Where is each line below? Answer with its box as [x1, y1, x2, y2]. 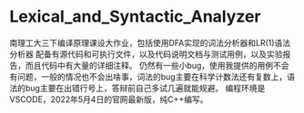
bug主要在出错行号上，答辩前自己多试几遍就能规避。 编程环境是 [25, 82, 266, 93]
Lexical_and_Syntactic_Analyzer [9, 6, 261, 27]
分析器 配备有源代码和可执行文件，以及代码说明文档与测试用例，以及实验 [9, 48, 283, 60]
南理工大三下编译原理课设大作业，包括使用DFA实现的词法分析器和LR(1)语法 [9, 37, 291, 48]
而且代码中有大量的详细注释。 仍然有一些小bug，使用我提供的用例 [25, 60, 274, 71]
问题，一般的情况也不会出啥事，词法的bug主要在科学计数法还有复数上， [16, 71, 288, 82]
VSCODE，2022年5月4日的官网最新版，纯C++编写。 [9, 93, 208, 105]
